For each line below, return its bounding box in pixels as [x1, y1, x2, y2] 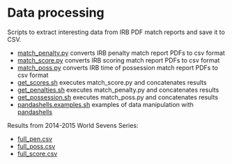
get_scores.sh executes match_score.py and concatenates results [17, 78, 207, 86]
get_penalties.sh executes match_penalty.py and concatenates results [17, 85, 219, 94]
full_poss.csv [17, 142, 56, 150]
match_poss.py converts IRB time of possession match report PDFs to [17, 63, 218, 72]
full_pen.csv [17, 134, 53, 143]
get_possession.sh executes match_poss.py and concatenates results [17, 92, 218, 101]
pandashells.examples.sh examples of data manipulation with [17, 100, 194, 108]
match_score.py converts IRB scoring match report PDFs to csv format [17, 56, 220, 64]
